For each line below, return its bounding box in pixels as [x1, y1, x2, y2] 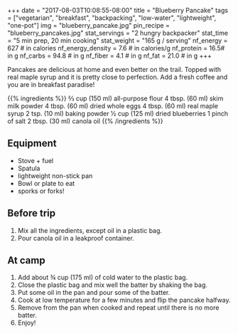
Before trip [7, 207, 55, 219]
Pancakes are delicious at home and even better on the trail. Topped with [7, 66, 222, 73]
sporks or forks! [17, 187, 65, 195]
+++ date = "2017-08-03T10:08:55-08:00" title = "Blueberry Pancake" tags [7, 6, 229, 14]
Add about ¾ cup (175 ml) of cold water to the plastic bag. [17, 273, 188, 282]
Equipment [7, 137, 57, 150]
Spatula [17, 164, 40, 172]
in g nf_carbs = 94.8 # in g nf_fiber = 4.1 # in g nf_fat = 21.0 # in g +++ [7, 51, 212, 60]
